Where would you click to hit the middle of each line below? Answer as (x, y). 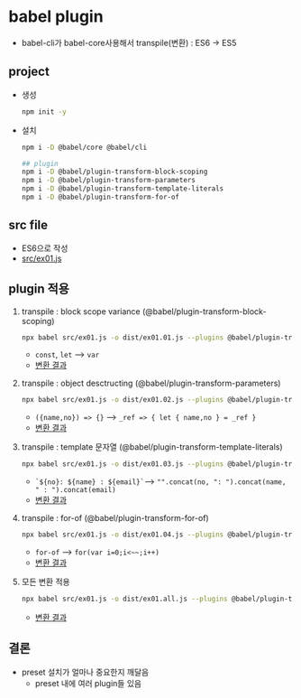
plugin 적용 (39, 289)
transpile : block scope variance (81, 311)
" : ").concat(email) (75, 490)
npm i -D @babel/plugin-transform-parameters (108, 181)
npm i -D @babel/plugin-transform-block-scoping (114, 172)
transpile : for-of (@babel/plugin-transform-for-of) (115, 518)
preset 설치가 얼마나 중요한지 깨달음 (85, 672)
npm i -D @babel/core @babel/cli (84, 147)
